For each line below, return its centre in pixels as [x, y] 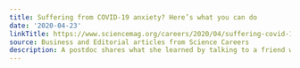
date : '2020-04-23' [46, 26]
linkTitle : [29, 34]
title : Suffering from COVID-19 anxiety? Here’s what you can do [133, 17]
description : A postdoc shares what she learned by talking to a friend [147, 50]
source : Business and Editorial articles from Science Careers [129, 42]
